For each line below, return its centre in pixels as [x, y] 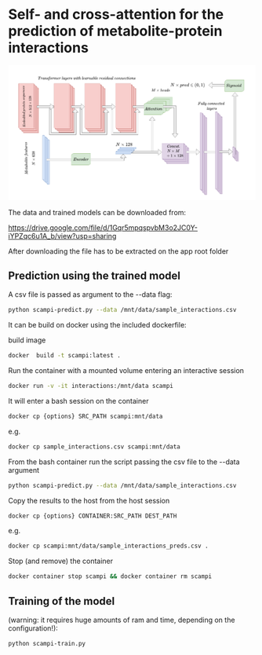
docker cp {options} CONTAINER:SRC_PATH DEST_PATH [93, 516]
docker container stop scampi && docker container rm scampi [110, 576]
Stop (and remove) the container [61, 561]
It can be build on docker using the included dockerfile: [97, 325]
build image [27, 340]
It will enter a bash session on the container [78, 401]
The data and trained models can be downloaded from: [97, 212]
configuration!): [33, 628]
